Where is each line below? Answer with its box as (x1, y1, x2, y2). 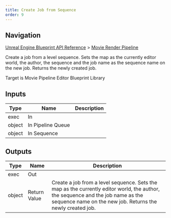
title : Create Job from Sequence (5, 7, 76, 13)
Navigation (5, 31, 41, 40)
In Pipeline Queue (27, 121, 70, 129)
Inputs (5, 89, 26, 98)
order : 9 (5, 12, 24, 17)
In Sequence (27, 130, 59, 137)
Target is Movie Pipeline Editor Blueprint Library (5, 75, 105, 81)
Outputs (5, 147, 32, 155)
